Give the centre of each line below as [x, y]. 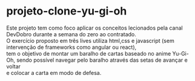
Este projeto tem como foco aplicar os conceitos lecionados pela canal [94, 28]
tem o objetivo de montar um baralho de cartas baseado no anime [89, 53]
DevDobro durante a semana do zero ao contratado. [71, 34]
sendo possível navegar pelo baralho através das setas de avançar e [102, 60]
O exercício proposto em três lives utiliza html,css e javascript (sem [90, 40]
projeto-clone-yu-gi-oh [67, 11]
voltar [14, 66]
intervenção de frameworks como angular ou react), [71, 47]
